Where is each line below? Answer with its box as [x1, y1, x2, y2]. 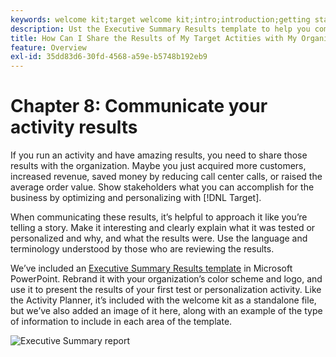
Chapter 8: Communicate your [10, 95, 268, 118]
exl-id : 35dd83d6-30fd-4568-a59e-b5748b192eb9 [10, 52, 208, 62]
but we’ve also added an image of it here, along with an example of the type [10, 305, 323, 317]
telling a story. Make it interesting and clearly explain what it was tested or [10, 222, 316, 234]
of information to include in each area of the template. [10, 316, 233, 328]
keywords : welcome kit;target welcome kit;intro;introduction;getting [10, 14, 311, 25]
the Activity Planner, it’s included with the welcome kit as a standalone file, [10, 294, 317, 306]
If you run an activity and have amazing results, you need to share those [10, 149, 308, 161]
